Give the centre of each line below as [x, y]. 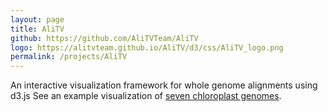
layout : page [37, 19]
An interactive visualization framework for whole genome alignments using [164, 85]
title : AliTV [37, 29]
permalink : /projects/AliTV [69, 57]
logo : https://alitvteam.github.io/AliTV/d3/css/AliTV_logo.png [147, 47]
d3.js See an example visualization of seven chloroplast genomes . [146, 96]
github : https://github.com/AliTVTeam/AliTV [104, 38]
